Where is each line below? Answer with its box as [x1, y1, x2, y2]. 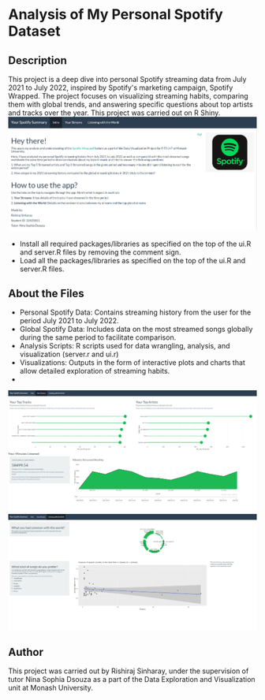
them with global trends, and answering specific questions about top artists [8, 100, 254, 109]
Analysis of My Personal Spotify [8, 6, 223, 24]
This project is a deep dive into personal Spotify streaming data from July [8, 75, 247, 84]
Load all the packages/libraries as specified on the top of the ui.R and [19, 255, 246, 265]
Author [8, 646, 43, 659]
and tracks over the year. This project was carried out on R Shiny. [8, 108, 221, 117]
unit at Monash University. [8, 683, 93, 693]
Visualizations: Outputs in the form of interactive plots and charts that [19, 358, 246, 367]
